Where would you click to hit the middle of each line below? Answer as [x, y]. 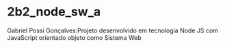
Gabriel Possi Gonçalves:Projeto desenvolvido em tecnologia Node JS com [113, 30]
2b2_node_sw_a [54, 12]
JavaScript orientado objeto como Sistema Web [74, 37]
